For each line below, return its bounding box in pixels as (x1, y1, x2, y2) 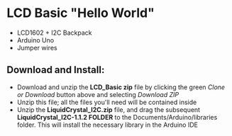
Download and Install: (6, 64, 105, 76)
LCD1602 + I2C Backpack (16, 28, 92, 37)
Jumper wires (16, 43, 57, 52)
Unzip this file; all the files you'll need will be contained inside (16, 98, 197, 106)
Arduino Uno (16, 35, 55, 44)
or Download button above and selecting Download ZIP (16, 90, 179, 98)
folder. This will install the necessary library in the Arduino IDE (16, 120, 198, 129)
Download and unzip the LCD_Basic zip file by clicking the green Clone (16, 83, 225, 91)
